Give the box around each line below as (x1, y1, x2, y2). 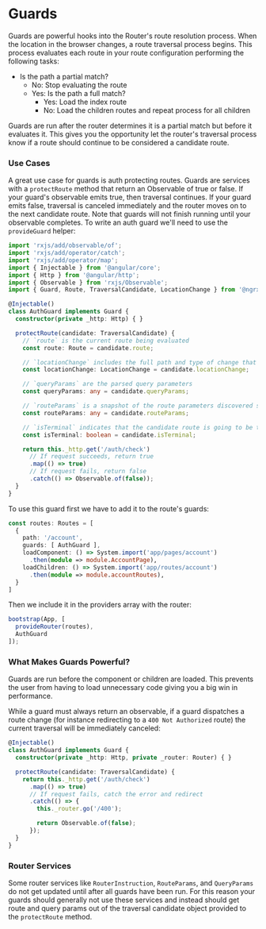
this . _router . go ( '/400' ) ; (36, 805, 123, 813)
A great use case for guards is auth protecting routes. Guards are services (8, 175, 251, 185)
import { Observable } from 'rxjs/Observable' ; (8, 279, 169, 287)
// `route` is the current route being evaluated (22, 337, 190, 345)
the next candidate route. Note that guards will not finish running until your (8, 210, 251, 219)
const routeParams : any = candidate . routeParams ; (22, 409, 190, 417)
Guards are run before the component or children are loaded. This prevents (8, 674, 254, 684)
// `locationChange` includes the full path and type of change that (22, 358, 257, 366)
